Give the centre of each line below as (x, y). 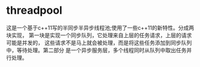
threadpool (34, 10)
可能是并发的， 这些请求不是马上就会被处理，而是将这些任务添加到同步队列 (99, 42)
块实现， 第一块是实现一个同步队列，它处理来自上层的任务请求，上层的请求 (99, 35)
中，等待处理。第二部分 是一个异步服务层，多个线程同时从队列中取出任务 (96, 50)
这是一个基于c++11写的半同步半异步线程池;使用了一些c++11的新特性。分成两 (100, 28)
